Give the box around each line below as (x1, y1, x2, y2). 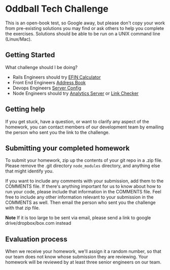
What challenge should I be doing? (5, 64, 78, 70)
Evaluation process (5, 234, 67, 244)
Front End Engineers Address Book (12, 79, 86, 85)
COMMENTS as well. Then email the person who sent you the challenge (5, 199, 156, 206)
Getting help (5, 105, 45, 114)
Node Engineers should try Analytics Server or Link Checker (12, 90, 139, 96)
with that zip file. (5, 205, 40, 211)
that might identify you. (5, 168, 54, 174)
